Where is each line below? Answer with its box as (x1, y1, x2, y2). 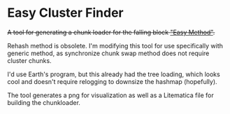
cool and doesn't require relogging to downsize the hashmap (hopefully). (7, 77, 218, 85)
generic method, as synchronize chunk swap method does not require (7, 49, 210, 57)
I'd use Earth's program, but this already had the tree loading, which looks (7, 70, 220, 78)
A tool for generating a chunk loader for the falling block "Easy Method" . (7, 28, 215, 36)
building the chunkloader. (7, 98, 80, 106)
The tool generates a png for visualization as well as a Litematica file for (7, 91, 215, 99)
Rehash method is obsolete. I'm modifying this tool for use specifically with (7, 41, 224, 50)
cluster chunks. (7, 56, 52, 64)
